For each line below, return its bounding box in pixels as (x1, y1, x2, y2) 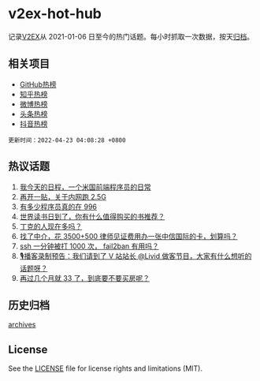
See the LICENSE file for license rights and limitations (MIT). (8, 364, 203, 373)
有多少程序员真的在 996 (19, 202, 97, 211)
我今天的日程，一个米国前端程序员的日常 (19, 182, 151, 192)
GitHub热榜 (19, 80, 57, 89)
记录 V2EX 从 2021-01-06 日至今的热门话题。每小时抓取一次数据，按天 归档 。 (8, 32, 254, 41)
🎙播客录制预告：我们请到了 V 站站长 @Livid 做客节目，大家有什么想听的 (19, 251, 252, 260)
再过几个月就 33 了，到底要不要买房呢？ (19, 273, 150, 282)
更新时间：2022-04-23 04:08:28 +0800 (8, 136, 126, 144)
